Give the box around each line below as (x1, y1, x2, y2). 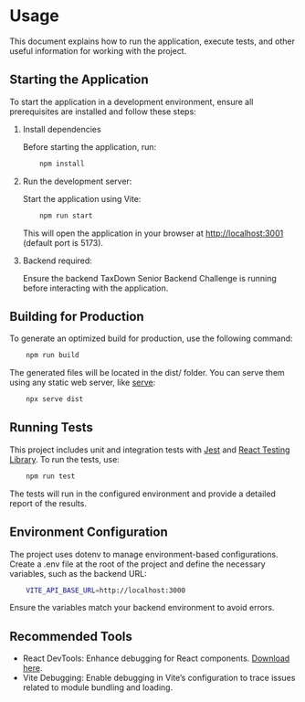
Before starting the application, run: (22, 141, 157, 152)
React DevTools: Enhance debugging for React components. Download (22, 653, 290, 664)
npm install (39, 159, 85, 168)
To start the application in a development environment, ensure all (9, 96, 254, 107)
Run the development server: (22, 175, 132, 186)
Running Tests (9, 420, 93, 435)
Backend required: (22, 255, 93, 266)
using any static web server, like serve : (9, 377, 156, 388)
